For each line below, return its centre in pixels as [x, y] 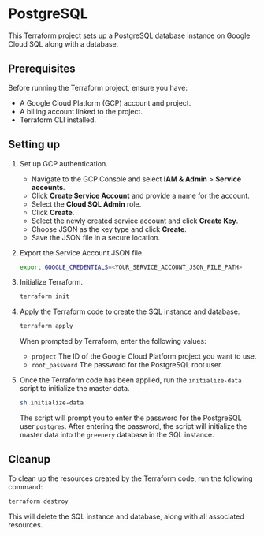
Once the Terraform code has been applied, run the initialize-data [130, 380]
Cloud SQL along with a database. [63, 43]
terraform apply [46, 326]
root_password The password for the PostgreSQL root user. [127, 365]
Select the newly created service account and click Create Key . [135, 221]
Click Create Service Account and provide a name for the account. [140, 195]
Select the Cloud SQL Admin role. [86, 204]
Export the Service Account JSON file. [82, 252]
